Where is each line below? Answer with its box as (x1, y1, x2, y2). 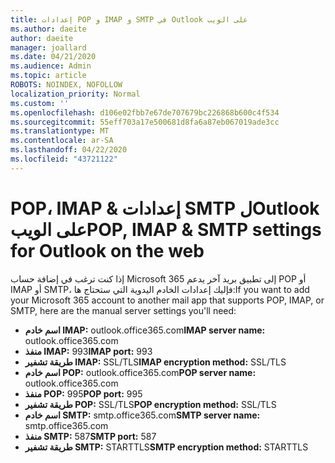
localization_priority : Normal (10, 89, 141, 99)
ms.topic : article (10, 71, 87, 81)
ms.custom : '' (10, 98, 70, 108)
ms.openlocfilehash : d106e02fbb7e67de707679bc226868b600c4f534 (10, 107, 280, 118)
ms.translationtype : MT (10, 126, 110, 136)
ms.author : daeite (10, 24, 87, 34)
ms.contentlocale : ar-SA (10, 136, 114, 146)
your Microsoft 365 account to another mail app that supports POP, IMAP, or (10, 294, 325, 306)
